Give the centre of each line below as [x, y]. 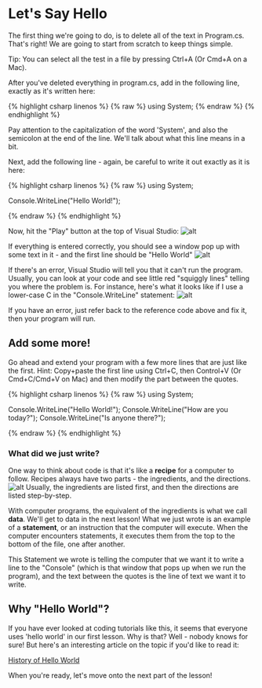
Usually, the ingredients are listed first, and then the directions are [132, 487]
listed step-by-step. [40, 495]
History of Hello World [44, 660]
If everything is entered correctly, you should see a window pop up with [124, 246]
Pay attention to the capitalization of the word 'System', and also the [118, 130]
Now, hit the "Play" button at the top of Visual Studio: [93, 231]
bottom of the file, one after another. [67, 544]
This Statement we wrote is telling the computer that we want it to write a [126, 560]
